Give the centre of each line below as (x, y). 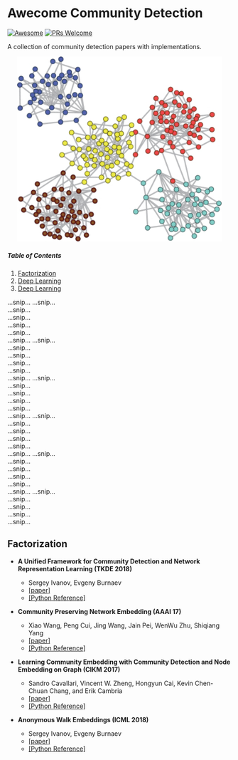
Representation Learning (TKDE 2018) (75, 568)
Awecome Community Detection (105, 13)
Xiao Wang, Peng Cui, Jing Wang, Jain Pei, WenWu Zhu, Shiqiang (124, 625)
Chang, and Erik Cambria (86, 691)
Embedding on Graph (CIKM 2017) (69, 669)
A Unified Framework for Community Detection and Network (109, 561)
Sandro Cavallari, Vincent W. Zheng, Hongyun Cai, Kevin (111, 683)
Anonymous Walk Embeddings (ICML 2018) (83, 719)
